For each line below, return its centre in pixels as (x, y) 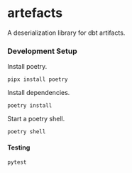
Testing (19, 147)
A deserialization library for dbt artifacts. (66, 33)
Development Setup (42, 51)
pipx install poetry (38, 79)
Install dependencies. (39, 93)
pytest (17, 162)
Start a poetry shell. (36, 119)
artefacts (35, 13)
